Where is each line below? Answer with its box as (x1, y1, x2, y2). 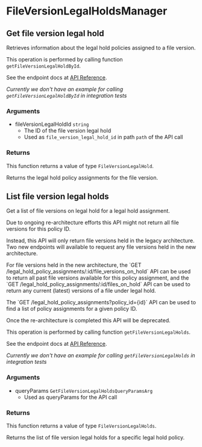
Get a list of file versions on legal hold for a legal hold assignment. (6, 207, 170, 214)
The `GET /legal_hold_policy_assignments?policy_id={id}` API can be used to (6, 299, 196, 306)
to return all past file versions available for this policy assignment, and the (6, 274, 189, 281)
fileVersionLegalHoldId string (14, 120, 89, 128)
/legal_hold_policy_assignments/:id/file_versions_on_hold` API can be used (6, 268, 191, 275)
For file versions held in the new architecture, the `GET (6, 261, 142, 269)
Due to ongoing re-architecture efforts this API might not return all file (6, 219, 179, 227)
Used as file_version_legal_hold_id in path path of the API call (24, 134, 183, 141)
